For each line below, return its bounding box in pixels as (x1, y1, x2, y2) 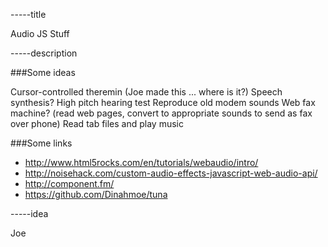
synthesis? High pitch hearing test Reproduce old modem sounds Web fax (10, 97, 316, 108)
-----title (10, 9, 47, 20)
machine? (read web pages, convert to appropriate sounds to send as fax (10, 107, 313, 119)
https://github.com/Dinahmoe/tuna (24, 189, 168, 200)
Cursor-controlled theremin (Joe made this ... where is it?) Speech (10, 86, 283, 98)
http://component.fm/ (24, 178, 115, 189)
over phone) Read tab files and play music (10, 118, 184, 129)
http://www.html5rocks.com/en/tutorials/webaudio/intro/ (24, 157, 259, 168)
